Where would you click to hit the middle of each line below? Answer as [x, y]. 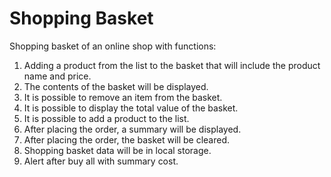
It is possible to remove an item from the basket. [123, 97]
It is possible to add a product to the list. [106, 118]
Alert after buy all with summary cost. [101, 161]
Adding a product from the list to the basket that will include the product [172, 65]
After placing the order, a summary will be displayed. [132, 129]
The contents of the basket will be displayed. [116, 86]
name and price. [57, 76]
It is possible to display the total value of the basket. [131, 108]
